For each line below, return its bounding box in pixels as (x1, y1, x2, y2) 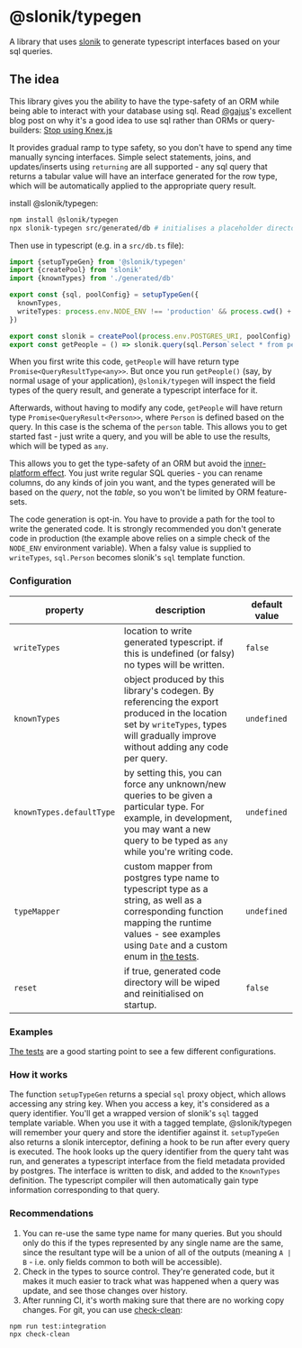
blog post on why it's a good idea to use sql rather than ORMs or (9, 114, 249, 125)
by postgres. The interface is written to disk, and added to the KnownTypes (9, 1165, 280, 1177)
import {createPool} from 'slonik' (9, 266, 143, 275)
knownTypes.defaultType (13, 806, 116, 817)
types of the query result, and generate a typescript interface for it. (9, 385, 258, 396)
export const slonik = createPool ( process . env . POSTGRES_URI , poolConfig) (9, 332, 292, 341)
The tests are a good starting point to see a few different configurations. (9, 1045, 277, 1056)
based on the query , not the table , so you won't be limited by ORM (9, 487, 255, 497)
